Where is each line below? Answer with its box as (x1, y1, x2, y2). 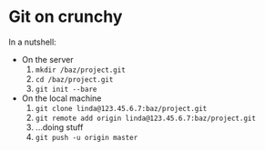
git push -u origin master (35, 133, 138, 142)
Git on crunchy (8, 6, 123, 27)
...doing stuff (35, 121, 84, 133)
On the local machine (21, 93, 102, 104)
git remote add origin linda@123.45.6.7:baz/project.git (35, 114, 257, 123)
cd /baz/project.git (35, 75, 114, 84)
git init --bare (35, 85, 97, 94)
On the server (21, 54, 74, 65)
